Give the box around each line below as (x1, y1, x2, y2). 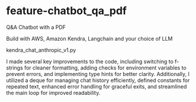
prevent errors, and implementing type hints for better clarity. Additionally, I (6, 70, 189, 77)
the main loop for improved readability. (6, 89, 101, 96)
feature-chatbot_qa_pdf (6, 4, 127, 18)
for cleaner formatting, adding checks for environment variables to (24, 64, 187, 71)
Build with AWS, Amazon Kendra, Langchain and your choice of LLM (6, 35, 173, 42)
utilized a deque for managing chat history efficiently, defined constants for (6, 77, 190, 84)
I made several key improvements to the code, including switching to (6, 58, 173, 65)
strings (6, 64, 24, 71)
